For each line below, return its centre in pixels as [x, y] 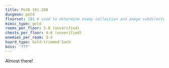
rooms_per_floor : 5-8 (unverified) [43, 28]
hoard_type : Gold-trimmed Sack [38, 42]
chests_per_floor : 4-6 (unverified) [44, 33]
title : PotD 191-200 [27, 10]
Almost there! [19, 61]
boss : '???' [18, 47]
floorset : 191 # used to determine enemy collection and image [73, 19]
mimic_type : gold [23, 24]
